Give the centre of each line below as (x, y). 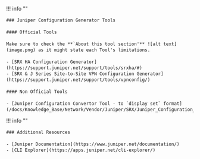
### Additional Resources (38, 132)
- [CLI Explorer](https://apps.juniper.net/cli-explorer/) (81, 150)
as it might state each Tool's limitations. (94, 50)
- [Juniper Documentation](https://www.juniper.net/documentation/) (93, 144)
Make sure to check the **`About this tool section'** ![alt (84, 44)
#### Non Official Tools (37, 92)
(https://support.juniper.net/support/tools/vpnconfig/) (78, 80)
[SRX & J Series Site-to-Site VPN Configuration (73, 74)
